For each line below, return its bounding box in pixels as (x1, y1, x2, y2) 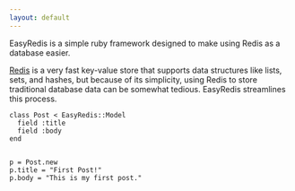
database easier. (9, 47, 71, 58)
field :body (17, 126, 63, 135)
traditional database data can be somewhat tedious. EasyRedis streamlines (9, 83, 286, 94)
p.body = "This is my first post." (9, 173, 143, 182)
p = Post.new (9, 158, 58, 167)
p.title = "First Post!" (9, 165, 102, 175)
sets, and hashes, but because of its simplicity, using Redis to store (9, 74, 258, 85)
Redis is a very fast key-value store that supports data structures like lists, (9, 65, 282, 75)
